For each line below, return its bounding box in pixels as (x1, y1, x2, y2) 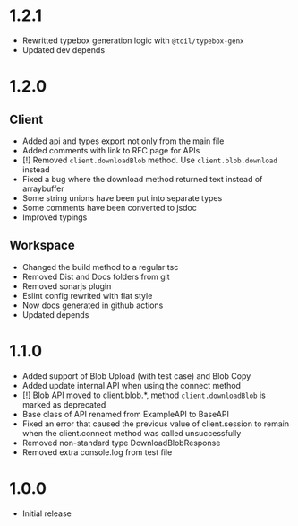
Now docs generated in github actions (21, 300, 164, 311)
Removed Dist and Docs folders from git (21, 271, 170, 282)
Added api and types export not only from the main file (21, 136, 225, 146)
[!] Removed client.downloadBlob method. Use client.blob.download (21, 154, 277, 165)
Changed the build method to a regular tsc (21, 261, 179, 272)
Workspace (9, 238, 75, 253)
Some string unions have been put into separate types (21, 192, 223, 203)
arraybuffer (21, 183, 64, 194)
